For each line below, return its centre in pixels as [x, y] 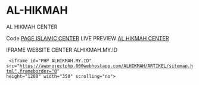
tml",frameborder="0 [32, 71]
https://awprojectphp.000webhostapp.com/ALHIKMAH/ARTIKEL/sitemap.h [106, 66]
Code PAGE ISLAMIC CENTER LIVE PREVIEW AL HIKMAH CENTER [88, 38]
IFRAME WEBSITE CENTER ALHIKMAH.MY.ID [62, 50]
